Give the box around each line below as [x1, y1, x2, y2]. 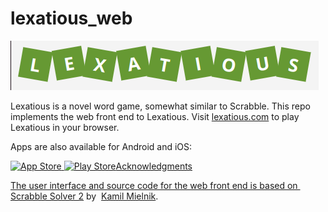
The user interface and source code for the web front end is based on [10, 179, 298, 191]
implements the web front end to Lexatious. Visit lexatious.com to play [10, 110, 300, 122]
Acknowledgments [115, 160, 193, 172]
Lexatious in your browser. [10, 121, 120, 133]
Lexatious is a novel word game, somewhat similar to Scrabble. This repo [10, 100, 311, 112]
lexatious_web [10, 7, 133, 30]
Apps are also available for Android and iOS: [10, 140, 193, 152]
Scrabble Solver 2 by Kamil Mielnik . [10, 190, 159, 202]
